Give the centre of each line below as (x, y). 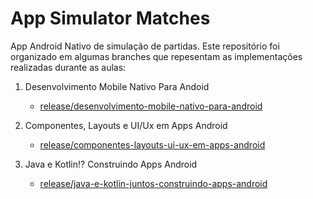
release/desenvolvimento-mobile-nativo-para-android (151, 106)
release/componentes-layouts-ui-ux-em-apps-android (152, 144)
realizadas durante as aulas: (68, 67)
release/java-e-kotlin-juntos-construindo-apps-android (153, 183)
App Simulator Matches (110, 18)
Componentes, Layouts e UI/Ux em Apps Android (126, 125)
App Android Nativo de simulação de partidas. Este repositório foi (145, 46)
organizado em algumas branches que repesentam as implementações (156, 56)
